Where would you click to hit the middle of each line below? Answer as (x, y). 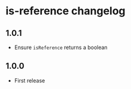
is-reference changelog (66, 11)
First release (30, 80)
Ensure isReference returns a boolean (61, 47)
